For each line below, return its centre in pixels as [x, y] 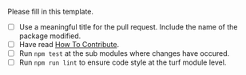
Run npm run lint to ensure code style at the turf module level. [123, 62]
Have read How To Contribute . [69, 45]
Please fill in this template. [50, 12]
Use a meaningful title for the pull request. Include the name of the [128, 27]
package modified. [50, 36]
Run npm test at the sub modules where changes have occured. [124, 53]
